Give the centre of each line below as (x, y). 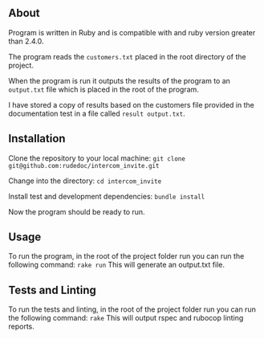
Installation (37, 139)
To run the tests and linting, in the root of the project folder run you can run (132, 309)
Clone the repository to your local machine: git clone (97, 158)
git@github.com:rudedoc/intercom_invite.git (84, 165)
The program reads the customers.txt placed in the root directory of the (127, 56)
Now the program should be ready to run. (77, 211)
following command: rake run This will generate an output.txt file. (116, 265)
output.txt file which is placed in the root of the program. (104, 89)
